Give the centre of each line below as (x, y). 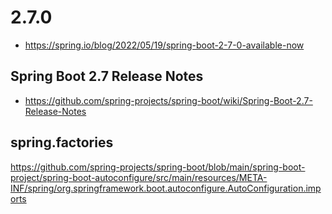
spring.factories (62, 142)
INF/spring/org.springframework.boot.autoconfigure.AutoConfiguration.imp (166, 188)
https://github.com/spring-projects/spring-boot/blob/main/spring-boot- (158, 167)
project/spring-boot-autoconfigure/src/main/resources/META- (139, 177)
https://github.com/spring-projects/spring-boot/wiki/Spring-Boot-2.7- (168, 100)
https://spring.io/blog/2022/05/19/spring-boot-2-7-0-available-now (164, 45)
